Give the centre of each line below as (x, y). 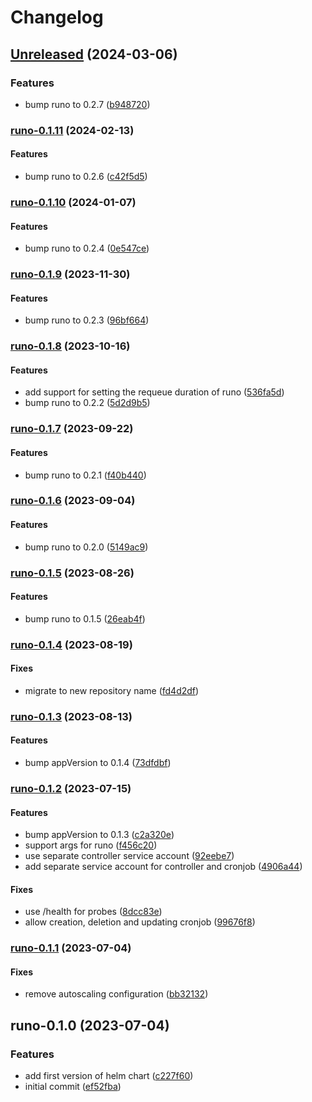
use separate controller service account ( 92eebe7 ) (129, 856)
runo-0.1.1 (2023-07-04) (71, 948)
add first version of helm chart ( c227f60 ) (109, 1076)
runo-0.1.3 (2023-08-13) (71, 716)
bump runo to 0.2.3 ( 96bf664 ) (87, 320)
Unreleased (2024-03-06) (94, 54)
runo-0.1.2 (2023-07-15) (71, 788)
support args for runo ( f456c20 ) (91, 845)
